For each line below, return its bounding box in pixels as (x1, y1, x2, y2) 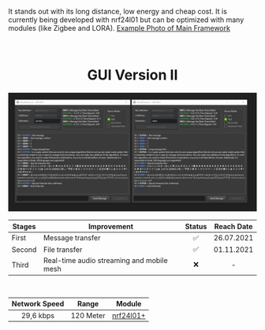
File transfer (43, 244, 83, 254)
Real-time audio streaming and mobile (43, 256, 168, 265)
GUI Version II (87, 66, 178, 84)
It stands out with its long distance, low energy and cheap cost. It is (8, 7, 227, 16)
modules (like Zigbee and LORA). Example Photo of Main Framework (8, 24, 231, 32)
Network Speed (11, 299, 65, 309)
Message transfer (43, 233, 101, 243)
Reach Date (214, 221, 253, 231)
